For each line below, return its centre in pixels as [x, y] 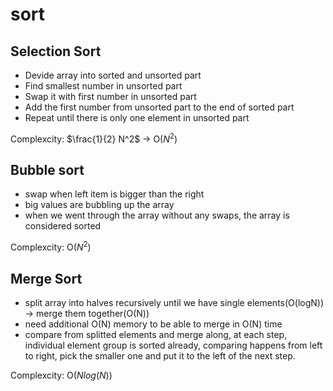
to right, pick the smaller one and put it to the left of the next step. [160, 355]
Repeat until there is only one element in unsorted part [137, 117]
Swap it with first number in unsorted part [110, 96]
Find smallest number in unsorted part [103, 86]
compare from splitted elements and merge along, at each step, [156, 334]
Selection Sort [56, 51]
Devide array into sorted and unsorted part [113, 75]
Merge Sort [46, 278]
